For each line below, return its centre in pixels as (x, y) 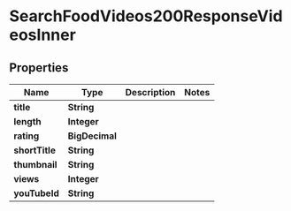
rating (27, 136)
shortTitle (34, 150)
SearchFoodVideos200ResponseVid (146, 16)
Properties (39, 68)
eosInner (43, 35)
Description (150, 92)
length (27, 121)
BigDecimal (92, 136)
